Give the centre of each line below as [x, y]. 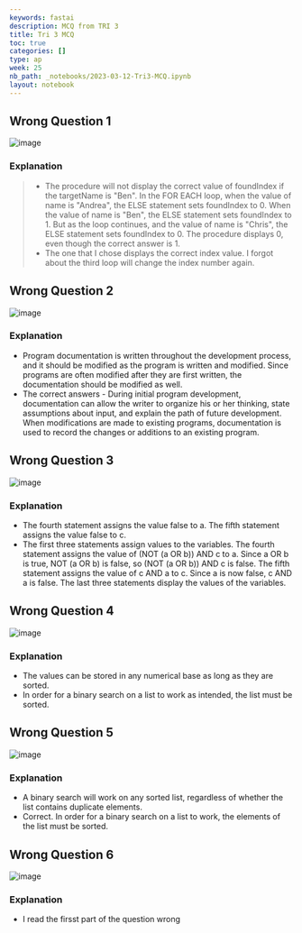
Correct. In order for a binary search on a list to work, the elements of [151, 817]
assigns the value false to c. [74, 535]
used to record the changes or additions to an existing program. [141, 432]
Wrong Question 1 [60, 121]
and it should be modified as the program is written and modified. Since [155, 365]
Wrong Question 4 [62, 611]
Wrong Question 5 [62, 732]
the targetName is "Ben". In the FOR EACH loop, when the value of [168, 196]
